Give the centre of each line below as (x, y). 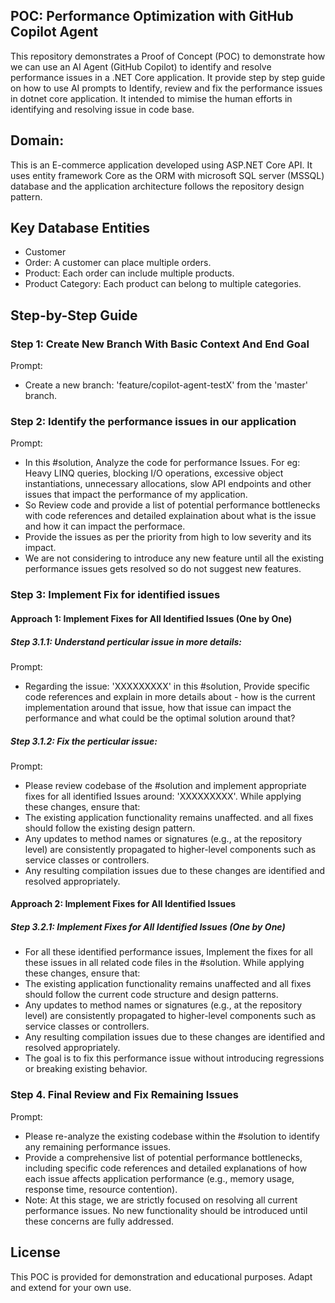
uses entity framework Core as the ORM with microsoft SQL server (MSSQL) (167, 175)
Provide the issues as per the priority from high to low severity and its (168, 537)
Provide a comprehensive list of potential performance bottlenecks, (163, 1157)
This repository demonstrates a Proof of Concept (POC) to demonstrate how (168, 56)
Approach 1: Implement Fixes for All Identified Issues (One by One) (151, 618)
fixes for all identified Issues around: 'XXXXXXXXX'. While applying (163, 796)
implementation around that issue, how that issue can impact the (158, 707)
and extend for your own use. (71, 1287)
